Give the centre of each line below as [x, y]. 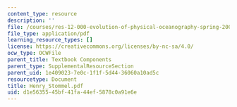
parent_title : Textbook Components [60, 60]
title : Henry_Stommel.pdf [45, 86]
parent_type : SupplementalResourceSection [71, 66]
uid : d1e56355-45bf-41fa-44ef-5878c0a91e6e [72, 92]
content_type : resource [42, 14]
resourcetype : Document [42, 79]
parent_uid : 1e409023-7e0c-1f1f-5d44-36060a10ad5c [83, 73]
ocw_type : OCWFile [34, 53]
